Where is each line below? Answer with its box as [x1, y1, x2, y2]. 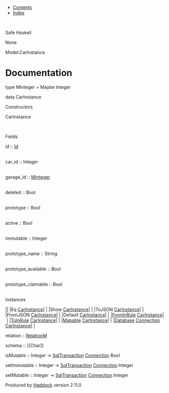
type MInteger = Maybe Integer [5, 84, 71, 90]
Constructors [5, 104, 33, 110]
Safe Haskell [5, 30, 32, 35]
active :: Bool [5, 219, 33, 226]
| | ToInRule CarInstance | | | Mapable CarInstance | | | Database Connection [6, 317, 160, 323]
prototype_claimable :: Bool [5, 281, 63, 287]
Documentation [5, 67, 73, 79]
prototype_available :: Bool [5, 265, 61, 272]
